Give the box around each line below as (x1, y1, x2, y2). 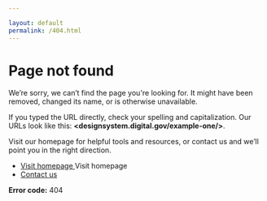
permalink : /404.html (8, 26, 82, 35)
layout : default (8, 19, 63, 27)
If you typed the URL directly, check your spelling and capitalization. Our (8, 113, 252, 122)
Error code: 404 (8, 186, 63, 195)
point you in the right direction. (8, 145, 112, 155)
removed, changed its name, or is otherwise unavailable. (8, 96, 198, 106)
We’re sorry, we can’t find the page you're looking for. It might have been (8, 88, 254, 98)
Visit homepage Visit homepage (20, 161, 128, 171)
